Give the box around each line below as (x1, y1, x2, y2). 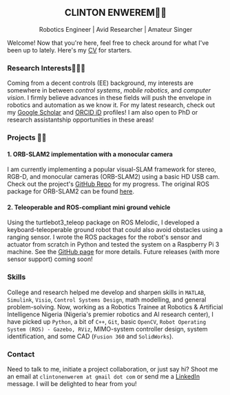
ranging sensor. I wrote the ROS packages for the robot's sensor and (7, 233, 202, 242)
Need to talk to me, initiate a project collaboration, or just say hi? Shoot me (7, 365, 218, 374)
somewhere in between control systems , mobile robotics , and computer (7, 86, 211, 95)
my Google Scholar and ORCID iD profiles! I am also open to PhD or (7, 108, 198, 117)
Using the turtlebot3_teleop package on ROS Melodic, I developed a (7, 218, 200, 227)
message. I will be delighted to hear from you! (7, 380, 137, 388)
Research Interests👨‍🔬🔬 (7, 63, 86, 73)
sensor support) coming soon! (7, 255, 93, 263)
